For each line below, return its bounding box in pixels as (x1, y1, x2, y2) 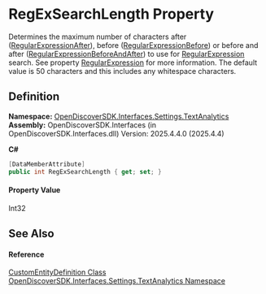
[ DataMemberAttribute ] (8, 160, 85, 168)
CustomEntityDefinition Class (8, 267, 107, 277)
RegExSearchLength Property (8, 5, 214, 24)
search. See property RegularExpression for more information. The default (8, 58, 258, 67)
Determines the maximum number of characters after (8, 32, 187, 41)
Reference (8, 249, 45, 259)
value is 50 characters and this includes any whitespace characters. (8, 66, 237, 76)
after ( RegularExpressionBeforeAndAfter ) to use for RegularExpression (8, 49, 245, 58)
